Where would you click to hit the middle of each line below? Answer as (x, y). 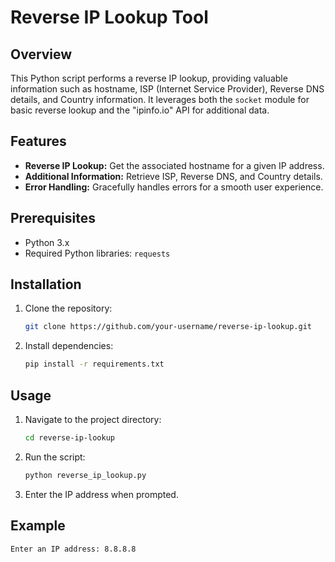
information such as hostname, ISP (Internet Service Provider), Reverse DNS (167, 89)
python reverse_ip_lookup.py (85, 475)
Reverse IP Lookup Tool (109, 17)
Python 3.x (47, 242)
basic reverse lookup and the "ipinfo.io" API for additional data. (140, 110)
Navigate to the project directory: (93, 419)
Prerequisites (53, 218)
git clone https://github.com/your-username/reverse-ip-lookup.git (168, 327)
